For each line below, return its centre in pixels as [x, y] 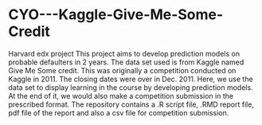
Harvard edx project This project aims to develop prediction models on [124, 53]
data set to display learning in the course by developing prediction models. [131, 87]
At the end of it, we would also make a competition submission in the [121, 96]
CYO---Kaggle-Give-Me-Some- [116, 15]
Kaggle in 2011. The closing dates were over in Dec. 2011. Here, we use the [131, 79]
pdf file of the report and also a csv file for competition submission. [119, 112]
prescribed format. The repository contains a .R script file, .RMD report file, [131, 104]
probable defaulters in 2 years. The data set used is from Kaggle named [126, 62]
